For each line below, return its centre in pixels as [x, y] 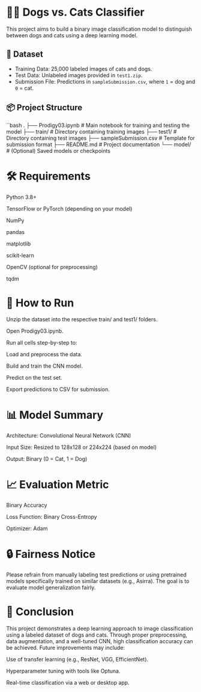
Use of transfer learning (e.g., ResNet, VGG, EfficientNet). [77, 660]
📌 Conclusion [40, 612]
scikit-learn [20, 255]
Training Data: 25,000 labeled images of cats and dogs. [83, 69]
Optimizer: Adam [27, 528]
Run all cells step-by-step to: [42, 343]
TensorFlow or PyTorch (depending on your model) [69, 209]
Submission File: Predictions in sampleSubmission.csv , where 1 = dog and [105, 81]
